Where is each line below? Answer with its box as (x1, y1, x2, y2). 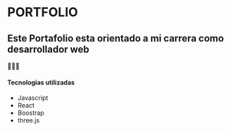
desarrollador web (7, 43, 89, 55)
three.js (17, 116, 40, 125)
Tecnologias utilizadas (7, 78, 75, 87)
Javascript (17, 94, 49, 102)
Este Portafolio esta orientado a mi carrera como (7, 32, 224, 44)
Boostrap (17, 108, 44, 117)
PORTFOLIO (7, 4, 79, 20)
